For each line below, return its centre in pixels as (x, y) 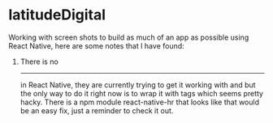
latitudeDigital (57, 15)
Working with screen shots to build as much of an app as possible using (129, 37)
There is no (39, 61)
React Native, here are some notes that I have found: (96, 45)
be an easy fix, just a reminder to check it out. (97, 110)
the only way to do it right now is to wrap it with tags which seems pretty (142, 93)
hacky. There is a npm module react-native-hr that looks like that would (140, 102)
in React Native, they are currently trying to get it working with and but (138, 85)
